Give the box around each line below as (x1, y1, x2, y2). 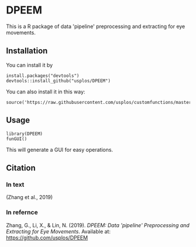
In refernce (6, 208, 38, 217)
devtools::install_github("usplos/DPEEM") (6, 78, 111, 84)
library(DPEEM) (6, 131, 43, 137)
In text (6, 180, 24, 189)
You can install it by (6, 61, 53, 68)
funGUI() (6, 135, 27, 142)
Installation (6, 46, 48, 56)
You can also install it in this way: (6, 88, 86, 95)
